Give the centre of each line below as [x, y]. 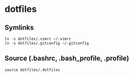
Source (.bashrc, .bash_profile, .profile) [67, 58]
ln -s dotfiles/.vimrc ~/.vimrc [38, 39]
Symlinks [19, 28]
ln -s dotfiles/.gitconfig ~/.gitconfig [47, 43]
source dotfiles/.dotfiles [32, 70]
